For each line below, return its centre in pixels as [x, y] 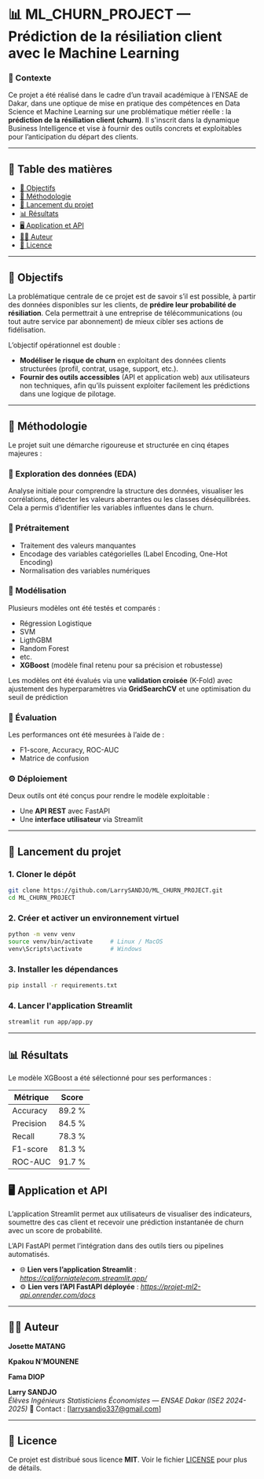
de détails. [25, 1468]
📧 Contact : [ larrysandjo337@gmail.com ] [95, 1408]
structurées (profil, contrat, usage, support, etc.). [99, 369]
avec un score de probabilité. [55, 1230]
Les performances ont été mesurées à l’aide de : [86, 735]
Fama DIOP [27, 1377]
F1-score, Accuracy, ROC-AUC [69, 750]
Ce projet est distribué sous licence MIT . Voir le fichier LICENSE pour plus [128, 1460]
